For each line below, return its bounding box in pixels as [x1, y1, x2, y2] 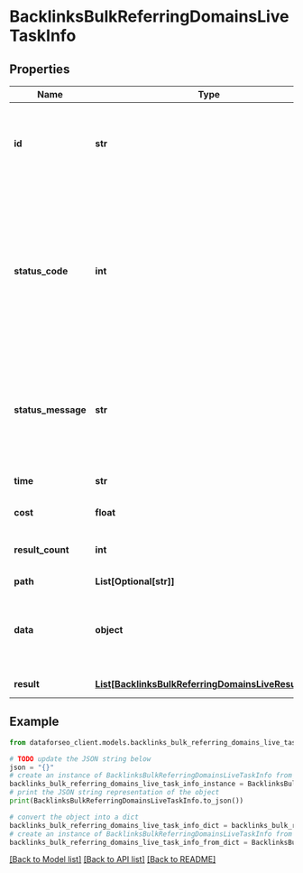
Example [9, 714, 60, 729]
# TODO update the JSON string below [9, 754, 151, 764]
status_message [14, 404, 87, 416]
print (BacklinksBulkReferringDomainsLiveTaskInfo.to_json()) [9, 796, 244, 805]
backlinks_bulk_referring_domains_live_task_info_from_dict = [9, 838, 248, 847]
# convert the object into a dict [9, 813, 140, 822]
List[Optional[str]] [95, 575, 175, 588]
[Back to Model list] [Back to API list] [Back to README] [9, 854, 216, 865]
